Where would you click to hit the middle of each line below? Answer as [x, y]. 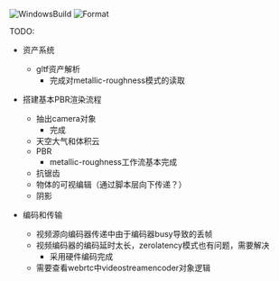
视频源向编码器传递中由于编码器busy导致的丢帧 [124, 234]
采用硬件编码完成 [81, 256]
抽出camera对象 [66, 118]
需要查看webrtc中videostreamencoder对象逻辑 [123, 267]
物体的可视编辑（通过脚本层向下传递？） [111, 184]
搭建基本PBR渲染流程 [62, 100]
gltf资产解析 [58, 69]
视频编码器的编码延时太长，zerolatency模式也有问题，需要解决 [153, 245]
